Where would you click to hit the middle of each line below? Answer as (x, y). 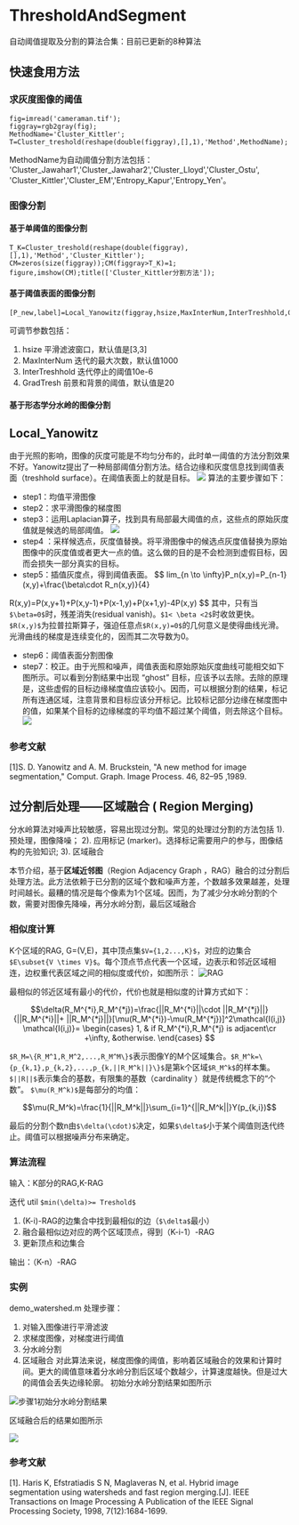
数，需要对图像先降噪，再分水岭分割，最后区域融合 (103, 904)
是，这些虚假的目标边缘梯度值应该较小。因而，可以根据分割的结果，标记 (154, 689)
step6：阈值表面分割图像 (68, 656)
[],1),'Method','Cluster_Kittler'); (77, 255)
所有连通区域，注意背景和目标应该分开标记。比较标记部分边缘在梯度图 (151, 700)
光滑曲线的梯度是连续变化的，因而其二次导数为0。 (101, 636)
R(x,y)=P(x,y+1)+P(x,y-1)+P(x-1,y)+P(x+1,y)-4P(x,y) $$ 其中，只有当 (134, 603)
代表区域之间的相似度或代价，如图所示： (122, 972)
